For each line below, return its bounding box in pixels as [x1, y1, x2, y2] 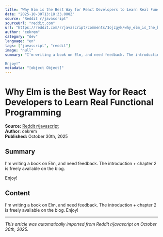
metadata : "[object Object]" [5, 66, 64, 70]
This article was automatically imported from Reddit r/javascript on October [5, 221, 157, 227]
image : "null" [5, 48, 34, 52]
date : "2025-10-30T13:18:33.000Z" [5, 12, 75, 17]
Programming [5, 107, 62, 118]
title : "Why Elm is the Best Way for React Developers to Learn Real [5, 7, 149, 12]
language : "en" [5, 39, 36, 44]
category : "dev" [5, 34, 38, 39]
